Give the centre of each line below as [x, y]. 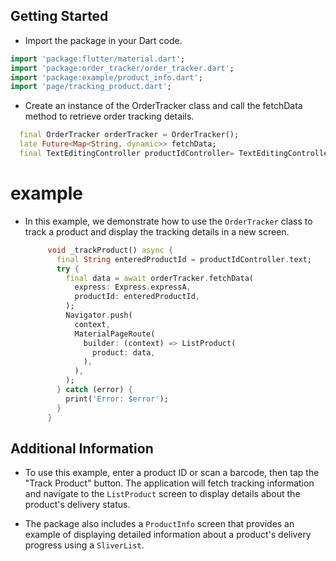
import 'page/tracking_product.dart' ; [91, 87]
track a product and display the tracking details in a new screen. [157, 231]
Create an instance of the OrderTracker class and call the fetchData [163, 106]
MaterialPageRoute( [115, 334]
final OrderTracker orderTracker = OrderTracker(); [129, 135]
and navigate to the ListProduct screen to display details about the [162, 494]
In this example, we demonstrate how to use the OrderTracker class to [168, 221]
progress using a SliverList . [84, 545]
